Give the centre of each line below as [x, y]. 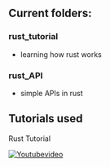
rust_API [26, 75]
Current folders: [50, 13]
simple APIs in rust [51, 93]
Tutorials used [46, 119]
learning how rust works [61, 54]
